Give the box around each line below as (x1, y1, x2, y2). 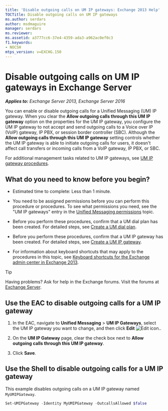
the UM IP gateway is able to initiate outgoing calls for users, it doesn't (5, 140, 151, 146)
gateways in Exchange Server (5, 81, 132, 93)
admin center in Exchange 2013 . (12, 259, 79, 265)
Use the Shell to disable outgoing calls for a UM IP (5, 365, 163, 373)
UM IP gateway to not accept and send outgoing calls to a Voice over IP (5, 124, 153, 130)
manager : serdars (5, 26, 42, 31)
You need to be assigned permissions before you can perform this (12, 198, 149, 204)
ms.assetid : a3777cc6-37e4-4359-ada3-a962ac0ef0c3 (5, 36, 113, 41)
